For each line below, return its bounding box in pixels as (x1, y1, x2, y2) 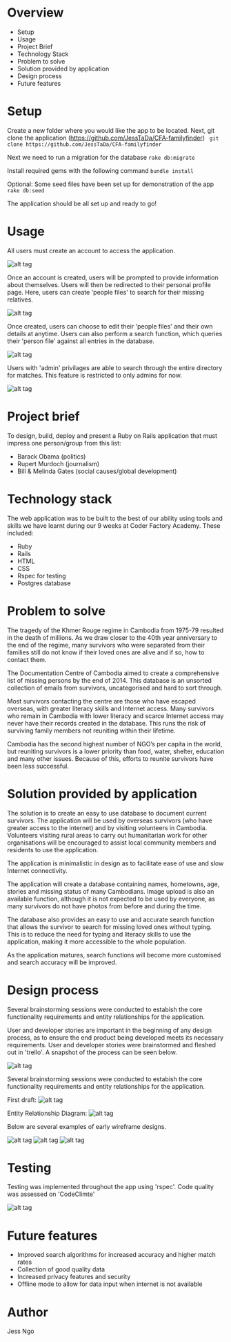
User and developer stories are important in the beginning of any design (7, 1026, 212, 1034)
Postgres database (17, 579, 71, 587)
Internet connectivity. (7, 866, 68, 874)
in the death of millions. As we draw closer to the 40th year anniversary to (7, 633, 218, 641)
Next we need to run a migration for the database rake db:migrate (7, 153, 195, 161)
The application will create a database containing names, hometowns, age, (7, 880, 220, 888)
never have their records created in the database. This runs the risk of (7, 719, 206, 727)
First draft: (7, 1095, 37, 1104)
